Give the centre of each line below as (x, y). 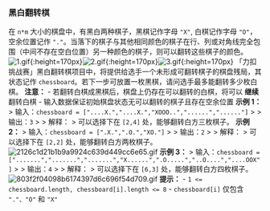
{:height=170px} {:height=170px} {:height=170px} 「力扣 (143, 62)
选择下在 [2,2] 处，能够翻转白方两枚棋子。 (86, 142)
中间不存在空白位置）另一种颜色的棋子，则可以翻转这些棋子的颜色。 (135, 52)
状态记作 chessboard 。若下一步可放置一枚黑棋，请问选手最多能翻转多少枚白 (133, 82)
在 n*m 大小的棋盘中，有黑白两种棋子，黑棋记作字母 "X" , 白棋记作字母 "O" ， (133, 32)
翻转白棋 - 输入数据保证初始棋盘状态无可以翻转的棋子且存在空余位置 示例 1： (135, 102)
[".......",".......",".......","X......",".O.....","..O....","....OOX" (135, 160)
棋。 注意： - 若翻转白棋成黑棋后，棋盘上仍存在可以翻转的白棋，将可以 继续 (134, 92)
